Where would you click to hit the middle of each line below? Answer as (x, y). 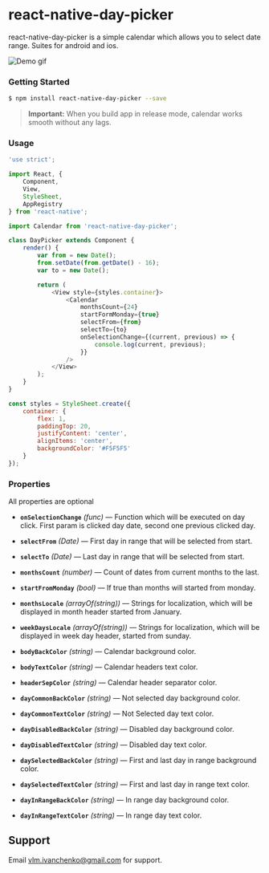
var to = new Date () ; (73, 270)
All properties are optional (51, 501)
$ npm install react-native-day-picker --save (88, 99)
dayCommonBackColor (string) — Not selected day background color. (130, 698)
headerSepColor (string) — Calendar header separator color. (118, 683)
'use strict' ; (32, 160)
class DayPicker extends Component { (71, 241)
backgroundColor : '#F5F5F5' (84, 449)
